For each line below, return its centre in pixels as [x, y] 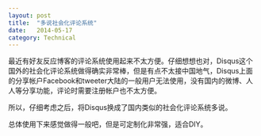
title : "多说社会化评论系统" [53, 23]
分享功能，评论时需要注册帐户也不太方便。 [91, 91]
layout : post [30, 15]
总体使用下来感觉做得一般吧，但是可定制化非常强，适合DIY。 [108, 124]
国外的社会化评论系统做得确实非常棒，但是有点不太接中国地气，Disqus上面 [131, 71]
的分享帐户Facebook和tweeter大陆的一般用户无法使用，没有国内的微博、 [127, 81]
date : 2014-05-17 [40, 30]
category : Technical [42, 38]
